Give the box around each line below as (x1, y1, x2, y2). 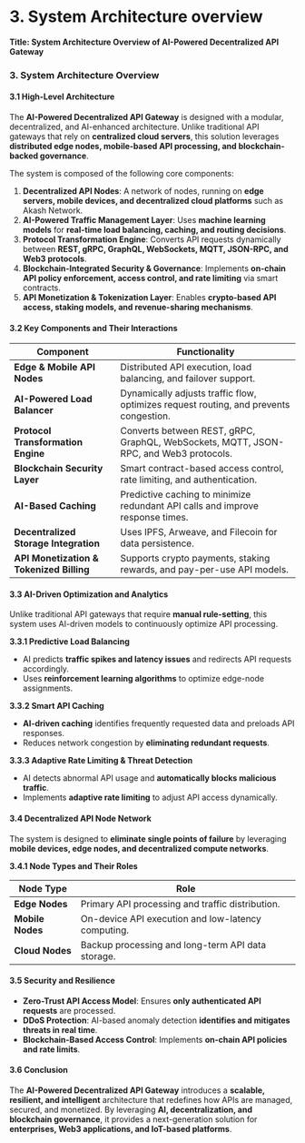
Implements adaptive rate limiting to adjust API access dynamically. (22, 792, 279, 803)
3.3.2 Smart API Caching (9, 701, 104, 712)
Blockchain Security (14, 462, 103, 475)
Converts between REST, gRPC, (120, 425, 256, 438)
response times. (120, 511, 189, 524)
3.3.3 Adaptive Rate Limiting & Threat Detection (9, 755, 193, 766)
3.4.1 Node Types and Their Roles (9, 860, 138, 871)
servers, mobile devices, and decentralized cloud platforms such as (22, 196, 284, 207)
